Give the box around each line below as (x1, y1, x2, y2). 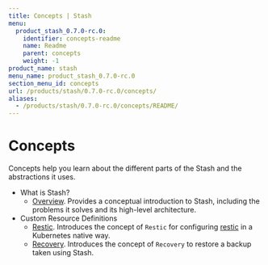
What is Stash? (19, 187, 70, 198)
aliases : (8, 95, 38, 103)
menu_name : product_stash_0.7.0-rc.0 (8, 72, 136, 80)
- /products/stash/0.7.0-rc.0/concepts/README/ (15, 102, 179, 110)
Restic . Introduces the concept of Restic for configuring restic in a (31, 222, 253, 232)
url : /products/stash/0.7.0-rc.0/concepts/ (8, 86, 157, 95)
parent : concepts (23, 49, 82, 57)
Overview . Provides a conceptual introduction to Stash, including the (31, 196, 260, 206)
